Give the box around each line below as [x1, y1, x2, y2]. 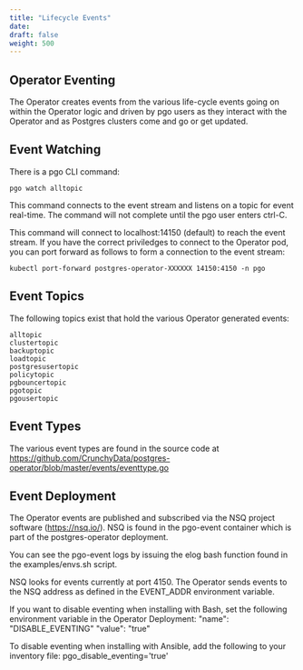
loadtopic [9, 354, 47, 364]
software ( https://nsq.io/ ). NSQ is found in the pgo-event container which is [9, 522, 292, 533]
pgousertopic [9, 394, 59, 403]
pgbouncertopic [9, 378, 67, 387]
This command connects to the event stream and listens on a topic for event [9, 199, 295, 210]
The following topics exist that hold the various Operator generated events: [9, 313, 290, 324]
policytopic [9, 370, 54, 379]
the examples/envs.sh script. [9, 559, 118, 570]
